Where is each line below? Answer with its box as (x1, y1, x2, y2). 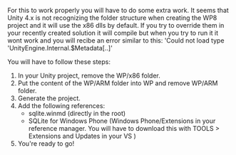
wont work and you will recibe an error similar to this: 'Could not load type (7, 36, 225, 45)
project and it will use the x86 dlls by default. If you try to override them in (7, 21, 225, 29)
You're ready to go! (17, 139, 75, 148)
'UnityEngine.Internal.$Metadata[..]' (7, 44, 113, 52)
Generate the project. (17, 94, 81, 102)
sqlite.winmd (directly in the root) (28, 109, 126, 117)
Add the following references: (17, 102, 106, 109)
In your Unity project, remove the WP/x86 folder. (17, 71, 160, 80)
